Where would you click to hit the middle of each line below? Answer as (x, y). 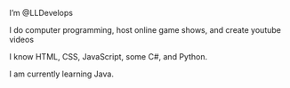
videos (21, 40)
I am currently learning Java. (61, 74)
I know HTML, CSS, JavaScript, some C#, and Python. (108, 56)
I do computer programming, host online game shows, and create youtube (145, 30)
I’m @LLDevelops (41, 13)
